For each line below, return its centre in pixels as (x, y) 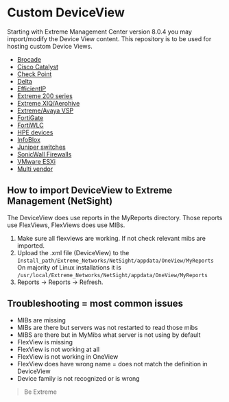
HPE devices (35, 132)
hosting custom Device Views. (50, 46)
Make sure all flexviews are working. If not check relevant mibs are (111, 238)
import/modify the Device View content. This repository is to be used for (109, 38)
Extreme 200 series (45, 96)
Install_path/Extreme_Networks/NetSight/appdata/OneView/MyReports (115, 261)
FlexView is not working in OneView (68, 356)
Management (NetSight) (60, 201)
